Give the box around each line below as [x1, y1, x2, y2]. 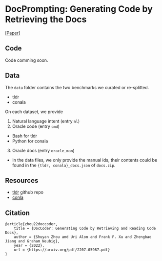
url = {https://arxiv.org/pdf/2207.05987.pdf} [14, 247, 110, 253]
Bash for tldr [12, 133, 38, 139]
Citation [5, 209, 30, 217]
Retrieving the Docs [5, 14, 87, 25]
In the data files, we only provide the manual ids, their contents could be [12, 157, 158, 163]
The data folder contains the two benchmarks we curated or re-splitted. [5, 84, 149, 90]
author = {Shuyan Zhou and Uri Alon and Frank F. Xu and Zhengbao [14, 235, 152, 239]
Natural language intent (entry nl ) [12, 118, 80, 124]
